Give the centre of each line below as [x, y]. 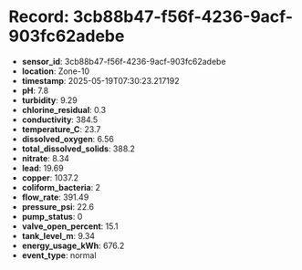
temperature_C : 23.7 [61, 129]
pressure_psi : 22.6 [58, 206]
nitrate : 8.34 [46, 158]
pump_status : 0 [52, 216]
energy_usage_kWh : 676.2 [73, 245]
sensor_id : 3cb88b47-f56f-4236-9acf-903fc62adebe [124, 61]
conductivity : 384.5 [60, 119]
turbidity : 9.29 [50, 100]
